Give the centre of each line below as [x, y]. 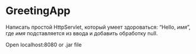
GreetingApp [38, 11]
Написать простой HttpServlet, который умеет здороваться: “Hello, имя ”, [98, 27]
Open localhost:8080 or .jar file [44, 45]
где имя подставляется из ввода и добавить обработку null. [82, 33]
